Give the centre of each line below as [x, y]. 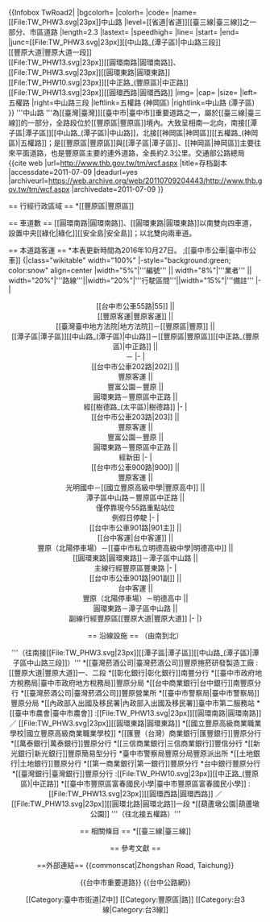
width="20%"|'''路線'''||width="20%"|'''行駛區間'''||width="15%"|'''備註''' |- [135, 280]
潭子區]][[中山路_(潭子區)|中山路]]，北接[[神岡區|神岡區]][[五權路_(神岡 [141, 133]
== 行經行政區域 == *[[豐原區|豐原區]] [71, 206]
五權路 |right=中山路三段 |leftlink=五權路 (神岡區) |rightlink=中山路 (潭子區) [132, 102]
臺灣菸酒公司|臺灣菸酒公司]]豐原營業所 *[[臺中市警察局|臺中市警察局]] [145, 693]
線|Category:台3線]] [135, 910]
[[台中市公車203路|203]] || [135, 417]
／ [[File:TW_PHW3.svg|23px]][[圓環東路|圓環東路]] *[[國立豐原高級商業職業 [135, 723]
